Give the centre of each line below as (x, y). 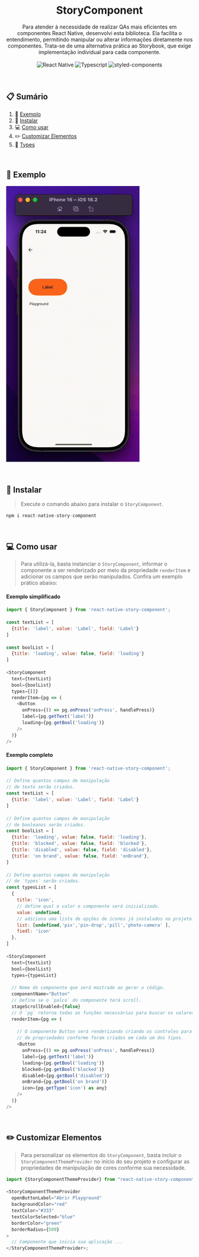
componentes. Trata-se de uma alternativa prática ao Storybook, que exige (99, 46)
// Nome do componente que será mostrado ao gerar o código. (89, 988)
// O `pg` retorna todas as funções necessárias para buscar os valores (103, 1013)
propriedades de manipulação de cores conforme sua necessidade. (103, 1168)
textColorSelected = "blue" (44, 1217)
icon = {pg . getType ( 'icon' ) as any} (65, 1088)
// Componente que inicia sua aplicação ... (67, 1242)
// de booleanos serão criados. (46, 825)
